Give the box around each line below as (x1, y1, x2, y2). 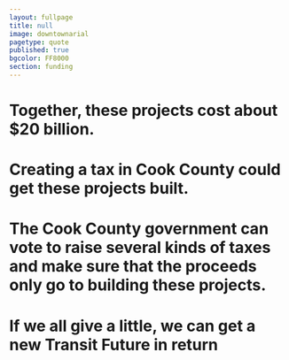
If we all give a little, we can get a (9, 316, 256, 336)
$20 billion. (9, 119, 95, 140)
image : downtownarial (9, 29, 90, 38)
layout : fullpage (9, 12, 74, 22)
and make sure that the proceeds (9, 257, 257, 277)
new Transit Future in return (9, 334, 219, 355)
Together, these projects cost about (9, 101, 278, 120)
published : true (9, 46, 69, 55)
